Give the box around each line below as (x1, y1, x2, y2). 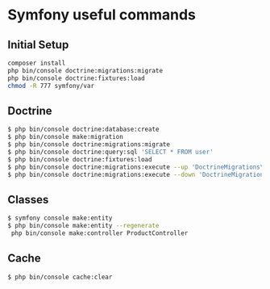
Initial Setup (7, 38, 69, 52)
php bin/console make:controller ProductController (10, 229, 189, 237)
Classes (7, 192, 49, 207)
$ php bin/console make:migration (7, 133, 124, 141)
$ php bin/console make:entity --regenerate (7, 222, 160, 230)
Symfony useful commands (7, 6, 197, 24)
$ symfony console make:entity (7, 214, 113, 223)
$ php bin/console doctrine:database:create (7, 125, 160, 134)
